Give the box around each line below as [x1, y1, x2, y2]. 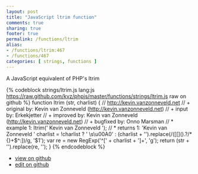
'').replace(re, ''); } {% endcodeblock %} [6, 143, 106, 150]
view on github [14, 154, 52, 162]
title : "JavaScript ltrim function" [6, 14, 97, 20]
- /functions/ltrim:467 [6, 48, 65, 53]
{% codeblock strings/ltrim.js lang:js [6, 86, 95, 93]
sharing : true [6, 25, 42, 31]
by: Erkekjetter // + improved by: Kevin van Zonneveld [6, 111, 138, 119]
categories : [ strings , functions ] [6, 58, 97, 64]
